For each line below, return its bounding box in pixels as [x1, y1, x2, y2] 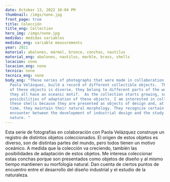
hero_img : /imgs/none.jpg [5, 31, 60, 36]
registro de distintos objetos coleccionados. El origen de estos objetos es [5, 134, 158, 140]
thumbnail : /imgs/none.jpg [5, 12, 62, 17]
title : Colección [5, 21, 42, 27]
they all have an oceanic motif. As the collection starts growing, [10, 92, 159, 97]
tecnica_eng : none [5, 73, 44, 78]
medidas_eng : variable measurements [5, 40, 82, 45]
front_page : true [5, 17, 42, 22]
